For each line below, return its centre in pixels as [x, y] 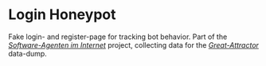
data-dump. [28, 53]
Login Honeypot [62, 15]
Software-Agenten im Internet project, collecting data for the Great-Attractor [133, 45]
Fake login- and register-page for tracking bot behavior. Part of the [118, 37]
